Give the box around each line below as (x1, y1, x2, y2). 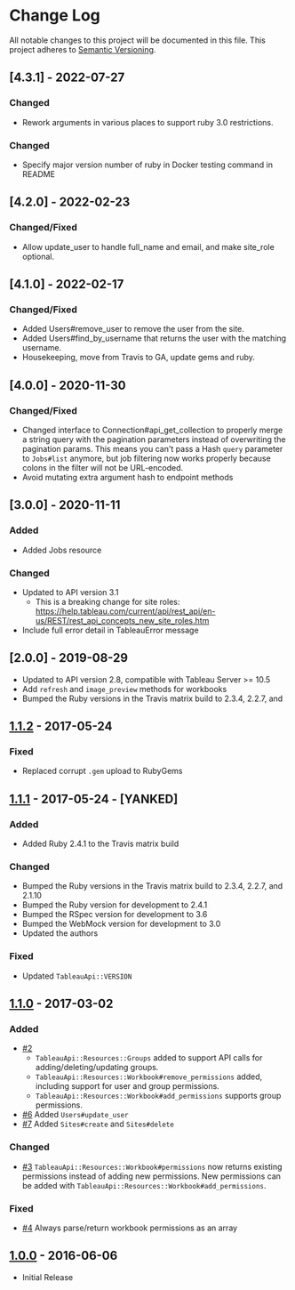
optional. (21, 251, 55, 262)
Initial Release (21, 1271, 74, 1282)
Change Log (9, 5, 100, 26)
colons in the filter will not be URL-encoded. (21, 462, 184, 472)
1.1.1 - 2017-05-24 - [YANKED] (9, 791, 179, 806)
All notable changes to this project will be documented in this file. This (9, 35, 267, 45)
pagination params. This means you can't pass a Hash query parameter (21, 443, 283, 454)
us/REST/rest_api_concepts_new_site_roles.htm (35, 615, 210, 625)
